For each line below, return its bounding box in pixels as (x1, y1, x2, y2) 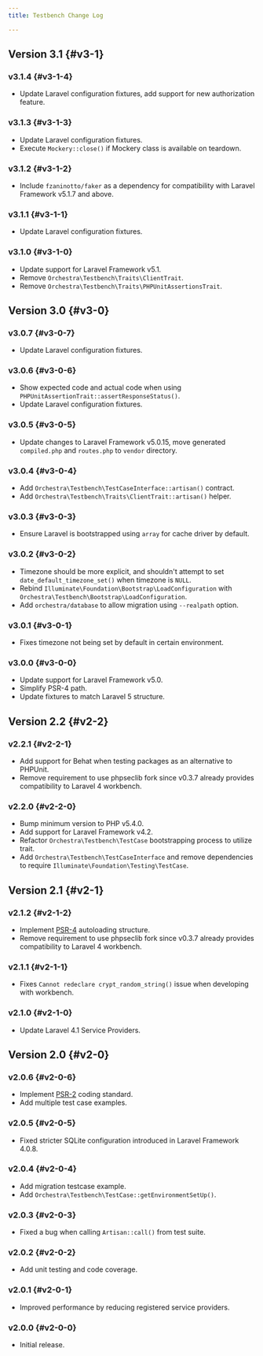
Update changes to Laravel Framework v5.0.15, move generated (19, 437, 226, 446)
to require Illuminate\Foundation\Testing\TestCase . (19, 861, 189, 870)
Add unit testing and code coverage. (19, 1265, 138, 1274)
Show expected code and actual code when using (19, 383, 182, 392)
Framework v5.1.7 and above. (19, 189, 114, 198)
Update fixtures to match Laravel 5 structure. (19, 692, 165, 702)
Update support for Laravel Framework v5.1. (19, 265, 162, 274)
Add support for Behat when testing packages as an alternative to (19, 756, 233, 765)
